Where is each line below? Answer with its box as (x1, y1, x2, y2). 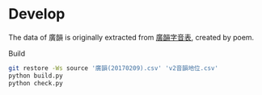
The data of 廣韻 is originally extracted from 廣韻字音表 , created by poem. (8, 32, 255, 42)
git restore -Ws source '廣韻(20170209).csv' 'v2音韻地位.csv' (8, 64, 219, 72)
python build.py (8, 72, 63, 80)
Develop (8, 5, 65, 23)
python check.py (8, 79, 63, 87)
